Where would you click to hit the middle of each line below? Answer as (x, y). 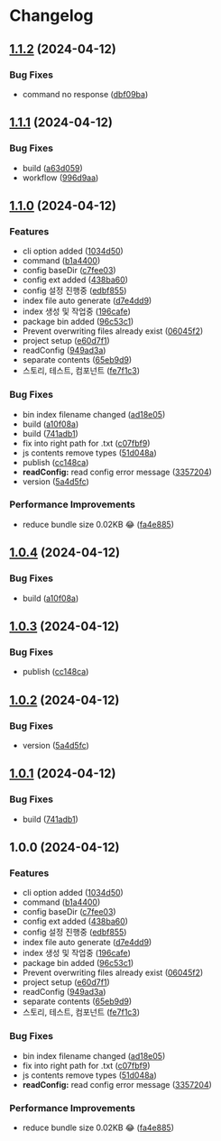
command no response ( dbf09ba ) (85, 94)
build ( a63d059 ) (52, 168)
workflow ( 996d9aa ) (60, 178)
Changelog (51, 16)
